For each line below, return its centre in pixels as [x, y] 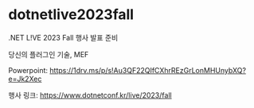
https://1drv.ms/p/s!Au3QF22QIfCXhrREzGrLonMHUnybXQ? [148, 70]
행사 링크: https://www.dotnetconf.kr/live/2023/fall [90, 95]
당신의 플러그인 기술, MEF [49, 54]
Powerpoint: [28, 70]
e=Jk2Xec [25, 79]
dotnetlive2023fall [71, 15]
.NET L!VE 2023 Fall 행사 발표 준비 [63, 37]
